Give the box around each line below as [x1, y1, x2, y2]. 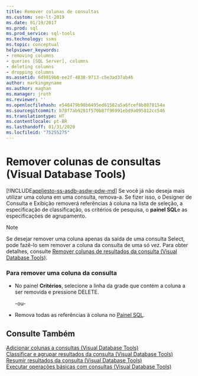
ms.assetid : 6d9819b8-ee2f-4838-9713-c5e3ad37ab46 [6, 74, 134, 80]
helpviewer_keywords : [6, 47, 60, 53]
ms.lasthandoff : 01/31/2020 [6, 124, 76, 130]
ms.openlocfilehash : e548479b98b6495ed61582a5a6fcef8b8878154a [6, 102, 165, 108]
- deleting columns [6, 63, 54, 70]
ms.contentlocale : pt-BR [6, 119, 67, 125]
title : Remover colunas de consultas [6, 8, 99, 15]
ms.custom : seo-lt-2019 [6, 14, 65, 20]
